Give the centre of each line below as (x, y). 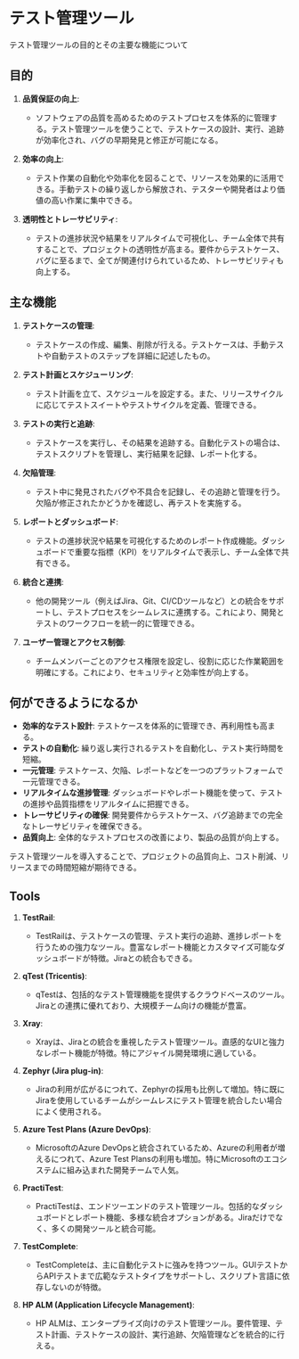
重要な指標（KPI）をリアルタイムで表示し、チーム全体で (178, 552)
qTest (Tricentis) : (54, 976)
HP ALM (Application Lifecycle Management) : (109, 1305)
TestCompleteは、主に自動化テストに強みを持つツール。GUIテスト (158, 1265)
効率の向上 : (43, 159)
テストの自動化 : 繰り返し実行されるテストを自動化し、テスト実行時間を (153, 748)
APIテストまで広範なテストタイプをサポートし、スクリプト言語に (162, 1276)
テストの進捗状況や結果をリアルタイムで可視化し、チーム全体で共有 (160, 238)
